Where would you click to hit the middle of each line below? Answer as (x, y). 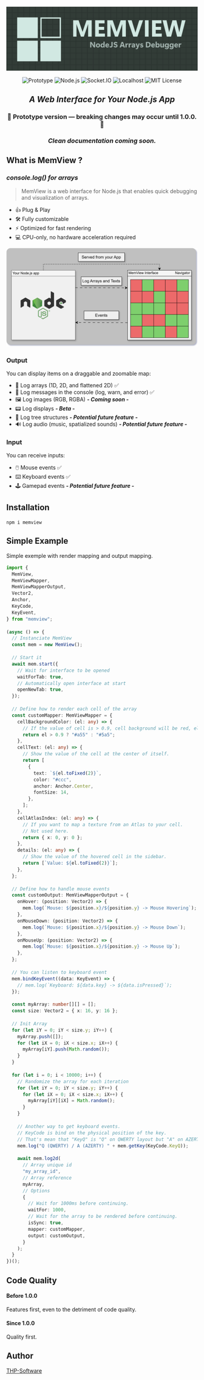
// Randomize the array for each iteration (73, 1082)
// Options (36, 1191)
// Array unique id (47, 1165)
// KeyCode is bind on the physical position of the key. (92, 1133)
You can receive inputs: (36, 456)
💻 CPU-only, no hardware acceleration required (75, 237)
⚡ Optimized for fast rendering (53, 228)
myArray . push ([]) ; (40, 1037)
